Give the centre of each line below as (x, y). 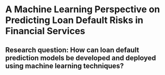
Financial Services (45, 31)
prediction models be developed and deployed (81, 58)
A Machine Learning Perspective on (83, 9)
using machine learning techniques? (65, 66)
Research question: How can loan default (72, 50)
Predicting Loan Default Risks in (74, 20)
